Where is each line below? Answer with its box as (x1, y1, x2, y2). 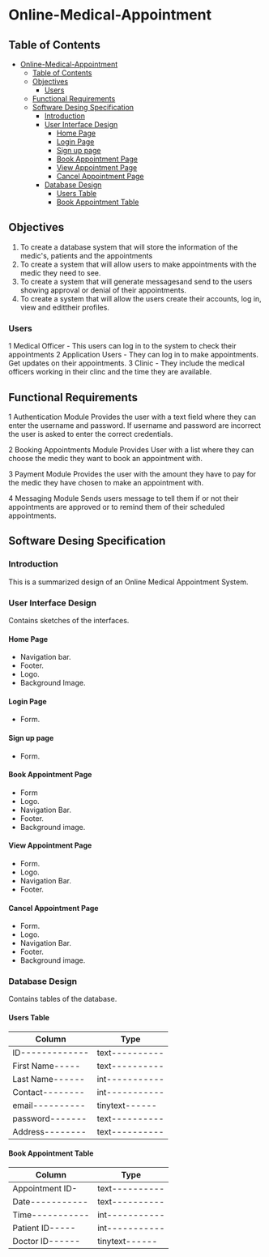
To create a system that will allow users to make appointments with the (19, 259, 257, 269)
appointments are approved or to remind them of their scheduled (8, 502, 225, 511)
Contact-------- (12, 1086, 85, 1097)
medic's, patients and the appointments (19, 250, 153, 260)
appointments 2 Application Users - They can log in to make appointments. (8, 350, 259, 360)
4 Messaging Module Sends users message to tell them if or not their (8, 493, 239, 503)
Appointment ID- (12, 1182, 78, 1194)
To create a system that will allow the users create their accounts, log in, (19, 293, 262, 303)
